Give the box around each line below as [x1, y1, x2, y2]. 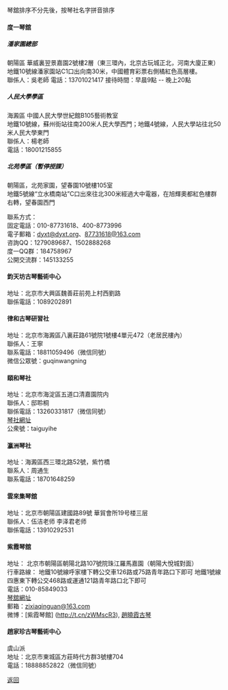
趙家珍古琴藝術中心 [7, 628, 61, 636]
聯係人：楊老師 [7, 136, 49, 145]
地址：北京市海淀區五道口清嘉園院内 [7, 390, 109, 399]
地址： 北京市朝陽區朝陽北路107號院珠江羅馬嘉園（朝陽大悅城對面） [7, 559, 198, 567]
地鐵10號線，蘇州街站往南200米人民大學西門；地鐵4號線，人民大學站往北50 [7, 119, 221, 128]
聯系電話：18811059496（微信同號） [7, 348, 111, 356]
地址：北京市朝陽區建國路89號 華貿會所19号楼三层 [7, 508, 148, 517]
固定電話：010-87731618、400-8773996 [7, 221, 122, 230]
